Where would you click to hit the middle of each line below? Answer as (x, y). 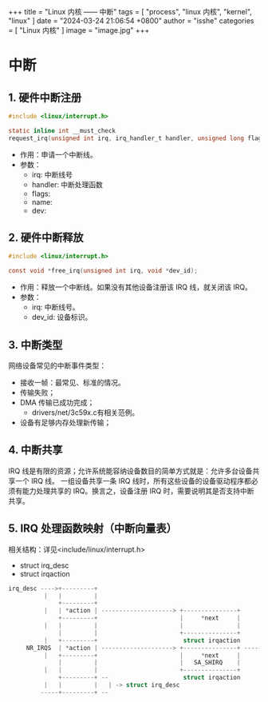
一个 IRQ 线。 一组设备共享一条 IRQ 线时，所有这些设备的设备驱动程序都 (133, 481)
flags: (41, 193)
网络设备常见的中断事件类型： (57, 365)
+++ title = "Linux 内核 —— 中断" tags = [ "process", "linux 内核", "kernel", (130, 12)
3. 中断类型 (35, 345)
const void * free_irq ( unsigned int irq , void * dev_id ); (103, 271)
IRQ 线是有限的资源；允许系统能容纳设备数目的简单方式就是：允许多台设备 (130, 471)
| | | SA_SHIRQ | (150, 663)
